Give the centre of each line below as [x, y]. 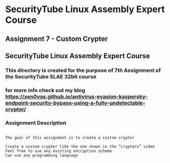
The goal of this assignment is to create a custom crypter [70, 138]
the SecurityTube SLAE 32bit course [51, 76]
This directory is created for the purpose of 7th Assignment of [83, 70]
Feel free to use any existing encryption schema [59, 151]
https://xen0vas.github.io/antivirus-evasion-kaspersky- [76, 96]
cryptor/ [16, 109]
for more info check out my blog [45, 90]
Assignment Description [36, 123]
